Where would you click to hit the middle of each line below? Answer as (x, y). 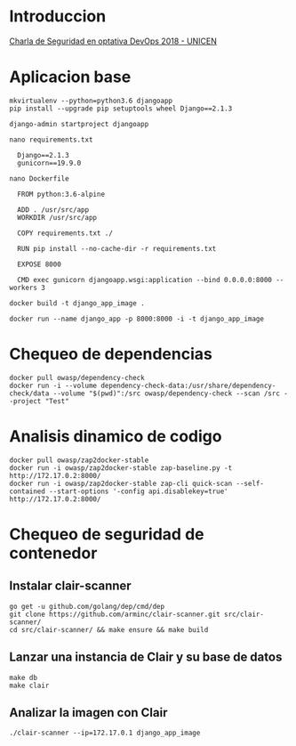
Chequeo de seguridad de (107, 534)
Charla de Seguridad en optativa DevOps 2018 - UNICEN (113, 41)
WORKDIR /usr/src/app (57, 217)
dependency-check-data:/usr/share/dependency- (188, 385)
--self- (250, 483)
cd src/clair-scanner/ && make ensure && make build (109, 629)
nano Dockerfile (39, 178)
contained (28, 491)
